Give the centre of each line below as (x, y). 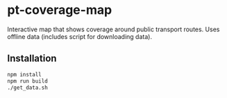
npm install (24, 74)
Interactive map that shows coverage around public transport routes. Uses (113, 29)
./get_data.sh (28, 88)
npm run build (28, 81)
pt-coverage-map (60, 10)
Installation (32, 59)
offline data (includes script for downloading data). (80, 36)
